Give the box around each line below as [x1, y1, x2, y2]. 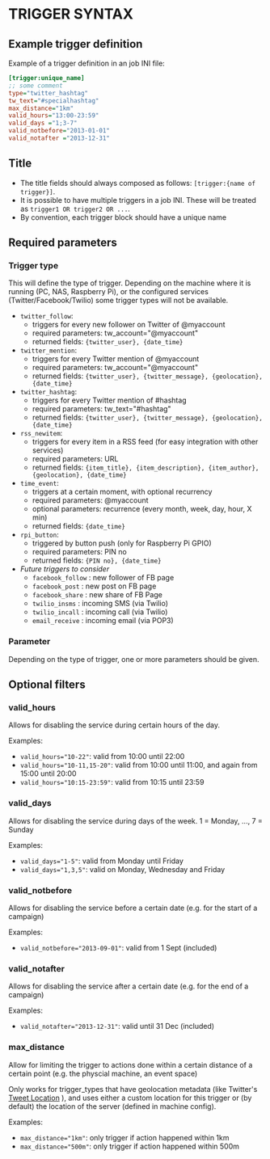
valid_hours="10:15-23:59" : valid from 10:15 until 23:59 [19, 778, 205, 787]
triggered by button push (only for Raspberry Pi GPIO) [32, 538, 212, 548]
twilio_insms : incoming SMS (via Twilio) [32, 599, 168, 609]
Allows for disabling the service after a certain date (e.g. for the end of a [8, 981, 249, 991]
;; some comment [8, 82, 63, 90]
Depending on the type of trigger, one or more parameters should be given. [8, 654, 260, 664]
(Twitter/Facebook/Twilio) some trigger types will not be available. [8, 296, 229, 306]
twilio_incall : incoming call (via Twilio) [32, 607, 168, 617]
